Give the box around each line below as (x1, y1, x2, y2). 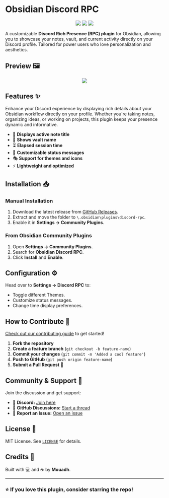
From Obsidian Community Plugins (5, 232, 92, 239)
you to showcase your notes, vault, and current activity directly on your (5, 36, 153, 42)
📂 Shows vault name (12, 136, 56, 143)
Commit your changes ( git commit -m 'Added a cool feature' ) (12, 351, 146, 357)
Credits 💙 (5, 453, 35, 461)
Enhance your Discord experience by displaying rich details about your (5, 105, 152, 111)
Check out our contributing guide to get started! (5, 331, 105, 337)
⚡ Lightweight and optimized (12, 163, 74, 169)
